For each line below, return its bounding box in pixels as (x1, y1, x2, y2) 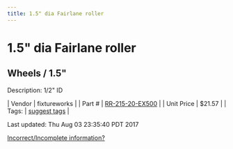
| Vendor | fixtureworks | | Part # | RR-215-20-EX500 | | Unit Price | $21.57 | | (7, 99, 227, 107)
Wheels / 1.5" (7, 67, 67, 80)
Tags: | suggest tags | (7, 107, 70, 115)
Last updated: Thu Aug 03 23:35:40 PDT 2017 (7, 120, 139, 128)
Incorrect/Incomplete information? (7, 133, 106, 142)
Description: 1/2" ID (7, 86, 63, 94)
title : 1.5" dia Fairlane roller (7, 10, 104, 17)
